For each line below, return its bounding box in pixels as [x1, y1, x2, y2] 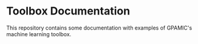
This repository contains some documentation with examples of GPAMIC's [6, 24, 193, 31]
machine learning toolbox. [6, 30, 72, 37]
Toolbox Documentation [6, 4, 131, 18]
